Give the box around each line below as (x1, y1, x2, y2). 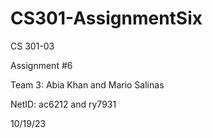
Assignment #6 (10, 59, 73, 71)
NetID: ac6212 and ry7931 (10, 98, 117, 110)
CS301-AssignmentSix (10, 7, 203, 30)
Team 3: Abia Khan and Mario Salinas (10, 78, 165, 91)
